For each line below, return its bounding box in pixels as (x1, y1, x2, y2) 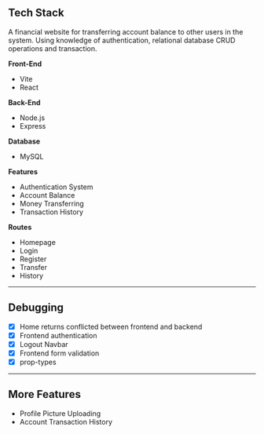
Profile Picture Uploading (19, 408, 101, 418)
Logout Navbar (19, 339, 68, 348)
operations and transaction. (8, 43, 97, 53)
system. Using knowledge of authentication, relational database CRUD (8, 35, 236, 45)
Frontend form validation (19, 348, 100, 358)
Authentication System (19, 182, 93, 191)
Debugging (8, 301, 64, 315)
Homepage (19, 237, 57, 246)
